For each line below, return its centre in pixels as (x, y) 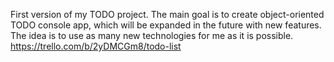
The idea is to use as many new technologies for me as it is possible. (152, 35)
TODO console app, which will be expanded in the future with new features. (166, 25)
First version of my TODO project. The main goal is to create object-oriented (167, 14)
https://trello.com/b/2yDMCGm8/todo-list (96, 46)
